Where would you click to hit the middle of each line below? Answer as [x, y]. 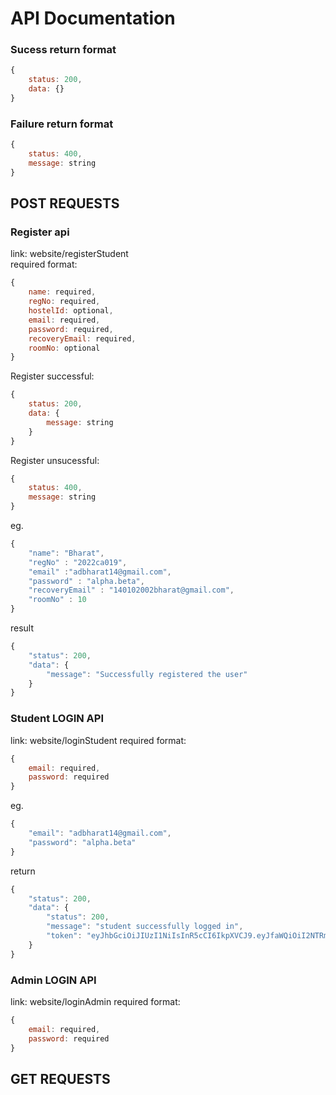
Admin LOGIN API [53, 980]
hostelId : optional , [71, 311]
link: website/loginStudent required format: [98, 740]
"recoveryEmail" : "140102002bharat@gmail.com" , [131, 590]
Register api [40, 232]
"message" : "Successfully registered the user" [147, 674]
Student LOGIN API [57, 719]
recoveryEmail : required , [82, 338]
